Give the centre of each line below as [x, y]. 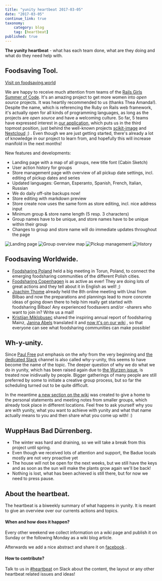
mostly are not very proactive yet [45, 458]
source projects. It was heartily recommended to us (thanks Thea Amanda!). [81, 102]
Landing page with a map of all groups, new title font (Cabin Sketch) [80, 162]
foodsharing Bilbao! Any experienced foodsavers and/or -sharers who [82, 307]
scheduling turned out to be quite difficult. [47, 385]
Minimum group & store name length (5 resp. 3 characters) [70, 214]
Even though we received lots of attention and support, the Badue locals [84, 453]
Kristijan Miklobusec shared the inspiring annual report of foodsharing [82, 317]
